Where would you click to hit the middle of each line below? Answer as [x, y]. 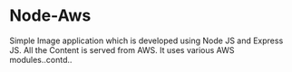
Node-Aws [50, 16]
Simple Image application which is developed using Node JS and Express [146, 40]
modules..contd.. [41, 59]
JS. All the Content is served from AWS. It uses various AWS [122, 49]
